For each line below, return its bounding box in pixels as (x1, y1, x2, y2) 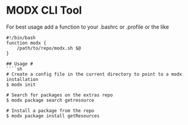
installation (6, 76, 39, 82)
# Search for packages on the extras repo (6, 92, 113, 98)
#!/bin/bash (6, 35, 36, 40)
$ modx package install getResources (6, 112, 100, 119)
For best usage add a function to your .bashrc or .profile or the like (6, 23, 170, 30)
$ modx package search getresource (6, 97, 95, 103)
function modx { (6, 40, 46, 46)
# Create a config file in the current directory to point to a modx (6, 71, 183, 77)
